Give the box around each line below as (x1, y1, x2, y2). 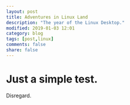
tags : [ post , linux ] (6, 36, 54, 42)
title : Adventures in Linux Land (6, 14, 88, 20)
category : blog (6, 31, 44, 37)
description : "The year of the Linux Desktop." (6, 19, 125, 25)
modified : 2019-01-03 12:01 (6, 25, 75, 31)
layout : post (6, 8, 38, 15)
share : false (6, 47, 38, 53)
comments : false (6, 42, 46, 48)
